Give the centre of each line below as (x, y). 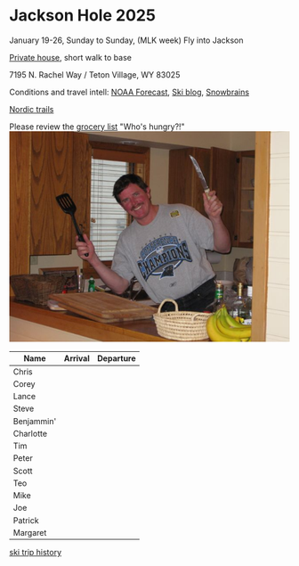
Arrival (77, 358)
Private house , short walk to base (70, 57)
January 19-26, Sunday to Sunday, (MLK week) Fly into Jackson (126, 40)
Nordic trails (32, 109)
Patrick (26, 520)
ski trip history (36, 553)
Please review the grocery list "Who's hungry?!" (97, 127)
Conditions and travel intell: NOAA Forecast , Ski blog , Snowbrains (129, 92)
